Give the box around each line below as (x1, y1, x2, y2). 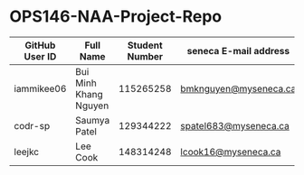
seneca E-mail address (186, 44, 290, 57)
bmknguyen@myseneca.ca (180, 82, 297, 95)
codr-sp (14, 119, 51, 132)
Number (127, 50, 164, 62)
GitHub (24, 39, 56, 51)
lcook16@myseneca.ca (180, 145, 281, 158)
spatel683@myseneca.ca (180, 119, 290, 132)
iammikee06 (14, 82, 67, 95)
